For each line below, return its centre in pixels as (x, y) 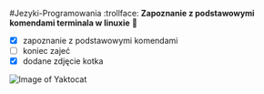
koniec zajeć (46, 51)
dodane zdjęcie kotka (63, 61)
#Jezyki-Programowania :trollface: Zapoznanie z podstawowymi (132, 13)
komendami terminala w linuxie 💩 (74, 23)
